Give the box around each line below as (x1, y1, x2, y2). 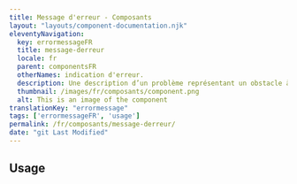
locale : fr (17, 54, 57, 63)
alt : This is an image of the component (17, 95, 168, 104)
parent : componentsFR (17, 63, 97, 72)
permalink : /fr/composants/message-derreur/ (9, 120, 176, 129)
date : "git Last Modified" (9, 128, 109, 137)
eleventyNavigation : (9, 29, 86, 38)
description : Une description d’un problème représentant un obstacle (17, 79, 283, 88)
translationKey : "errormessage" (9, 103, 128, 112)
